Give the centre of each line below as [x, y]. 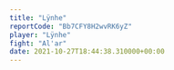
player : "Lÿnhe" [40, 35]
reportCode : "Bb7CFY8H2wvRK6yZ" [71, 26]
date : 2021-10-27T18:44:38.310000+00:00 [87, 52]
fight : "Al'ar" [38, 43]
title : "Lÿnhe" [38, 18]
